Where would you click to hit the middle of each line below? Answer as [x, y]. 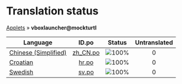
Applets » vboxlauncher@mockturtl [51, 28]
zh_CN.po [86, 52]
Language [38, 42]
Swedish [21, 72]
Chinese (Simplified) [38, 52]
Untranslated [154, 42]
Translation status [52, 11]
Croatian [21, 62]
